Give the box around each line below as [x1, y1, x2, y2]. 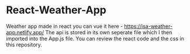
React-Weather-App [6, 3, 106, 17]
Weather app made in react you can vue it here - [6, 23, 123, 30]
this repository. [6, 41, 43, 48]
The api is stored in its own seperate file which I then [45, 28, 172, 35]
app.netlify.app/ [6, 28, 44, 35]
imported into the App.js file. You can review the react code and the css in [6, 35, 184, 42]
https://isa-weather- [124, 23, 173, 30]
